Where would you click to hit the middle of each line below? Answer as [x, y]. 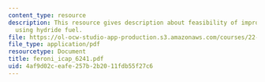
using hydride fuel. [49, 30]
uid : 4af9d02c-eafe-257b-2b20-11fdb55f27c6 [81, 66]
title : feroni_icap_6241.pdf [56, 59]
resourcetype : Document [47, 52]
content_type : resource [47, 15]
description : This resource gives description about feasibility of [123, 23]
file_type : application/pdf [54, 45]
